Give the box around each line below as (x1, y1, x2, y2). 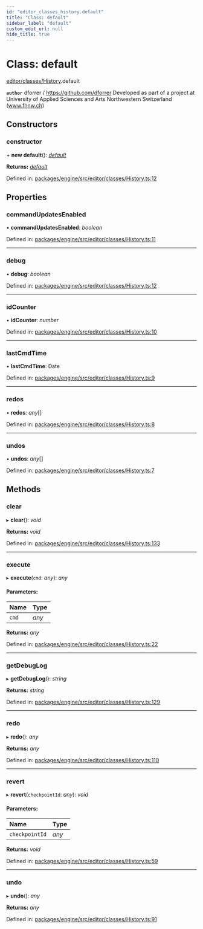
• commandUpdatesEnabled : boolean (6, 224, 103, 231)
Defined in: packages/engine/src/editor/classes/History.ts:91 (6, 915, 157, 922)
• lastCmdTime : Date (6, 363, 60, 370)
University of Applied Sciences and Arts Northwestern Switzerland (6, 95, 172, 103)
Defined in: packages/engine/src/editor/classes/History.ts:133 (6, 539, 161, 547)
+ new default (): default (6, 151, 66, 158)
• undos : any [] (6, 455, 43, 462)
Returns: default (6, 163, 48, 170)
